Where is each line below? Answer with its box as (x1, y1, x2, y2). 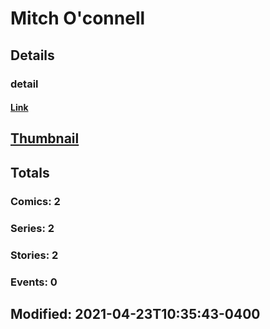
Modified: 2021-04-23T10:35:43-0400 (10, 305, 261, 322)
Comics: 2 (10, 194, 61, 208)
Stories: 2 (10, 248, 59, 262)
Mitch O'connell (10, 7, 146, 30)
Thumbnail (10, 130, 80, 147)
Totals (10, 164, 50, 181)
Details (10, 47, 55, 64)
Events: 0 (10, 275, 58, 289)
